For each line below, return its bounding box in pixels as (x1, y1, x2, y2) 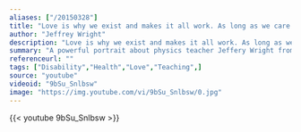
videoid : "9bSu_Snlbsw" (9, 79, 99, 88)
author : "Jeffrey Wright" (9, 29, 106, 38)
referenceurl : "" (9, 54, 74, 63)
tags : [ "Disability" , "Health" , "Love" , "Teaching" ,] (9, 63, 202, 72)
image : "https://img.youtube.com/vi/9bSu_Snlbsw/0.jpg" (9, 87, 222, 96)
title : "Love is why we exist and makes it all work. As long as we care (9, 21, 291, 30)
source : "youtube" (9, 71, 78, 80)
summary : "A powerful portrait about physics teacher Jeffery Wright (9, 46, 275, 55)
